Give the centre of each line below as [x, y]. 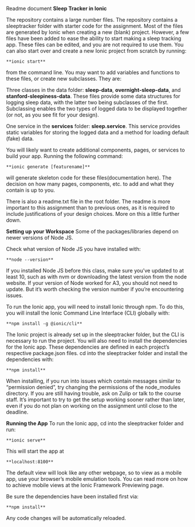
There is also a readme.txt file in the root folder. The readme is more [88, 201]
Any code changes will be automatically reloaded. [66, 518]
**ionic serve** [26, 440]
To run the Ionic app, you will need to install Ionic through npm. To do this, [95, 307]
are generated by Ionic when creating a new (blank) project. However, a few [97, 32]
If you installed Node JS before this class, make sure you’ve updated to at [95, 271]
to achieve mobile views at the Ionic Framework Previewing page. [85, 485]
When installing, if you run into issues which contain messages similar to [93, 381]
